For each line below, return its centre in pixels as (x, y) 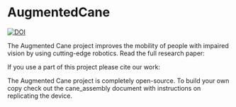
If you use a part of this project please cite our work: (84, 67)
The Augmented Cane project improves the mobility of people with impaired (118, 45)
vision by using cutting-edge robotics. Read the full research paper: (106, 53)
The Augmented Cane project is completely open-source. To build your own (118, 80)
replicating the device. (40, 96)
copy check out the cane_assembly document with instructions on (104, 88)
